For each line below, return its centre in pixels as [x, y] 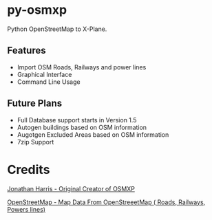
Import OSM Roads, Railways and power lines [82, 67]
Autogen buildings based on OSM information [82, 127]
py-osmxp [37, 10]
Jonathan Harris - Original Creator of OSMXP [71, 188]
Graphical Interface [44, 74]
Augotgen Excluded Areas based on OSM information [93, 134]
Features [26, 51]
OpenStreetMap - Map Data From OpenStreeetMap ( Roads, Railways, [106, 202]
